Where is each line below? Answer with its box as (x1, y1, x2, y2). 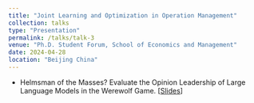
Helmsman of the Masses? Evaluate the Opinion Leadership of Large (19, 77, 246, 87)
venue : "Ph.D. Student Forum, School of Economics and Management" (8, 41, 238, 49)
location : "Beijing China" (8, 56, 98, 64)
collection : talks (8, 19, 69, 27)
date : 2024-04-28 (8, 48, 66, 56)
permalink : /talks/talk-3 (8, 33, 94, 42)
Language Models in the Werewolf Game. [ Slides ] (19, 86, 184, 95)
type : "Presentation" (8, 26, 81, 34)
